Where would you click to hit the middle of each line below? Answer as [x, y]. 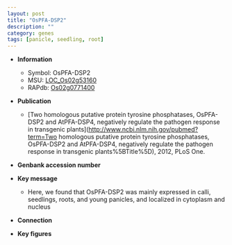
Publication [34, 101]
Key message [37, 179]
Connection [34, 221]
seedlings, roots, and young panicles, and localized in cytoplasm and [126, 200]
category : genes [31, 33]
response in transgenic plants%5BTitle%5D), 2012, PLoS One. [116, 152]
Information [35, 59]
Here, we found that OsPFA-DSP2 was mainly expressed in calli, [119, 192]
